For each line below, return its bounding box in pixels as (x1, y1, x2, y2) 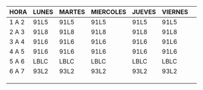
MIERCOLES (91, 8, 127, 16)
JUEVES (132, 8, 156, 16)
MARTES (59, 8, 86, 16)
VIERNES (162, 8, 188, 16)
